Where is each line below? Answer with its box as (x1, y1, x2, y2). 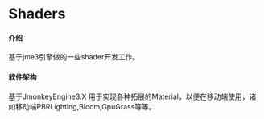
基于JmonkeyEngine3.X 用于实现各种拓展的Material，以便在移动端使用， (8, 92, 250, 101)
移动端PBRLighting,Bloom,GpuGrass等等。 (14, 101, 156, 111)
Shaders (8, 5, 66, 23)
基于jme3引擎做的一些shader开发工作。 (8, 52, 139, 62)
